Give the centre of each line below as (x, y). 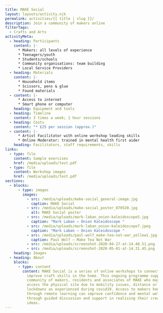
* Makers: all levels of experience (55, 50)
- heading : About (27, 258)
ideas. (33, 303)
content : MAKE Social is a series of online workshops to (82, 271)
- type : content (34, 267)
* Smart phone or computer (45, 104)
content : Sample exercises (41, 158)
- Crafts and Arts (28, 32)
